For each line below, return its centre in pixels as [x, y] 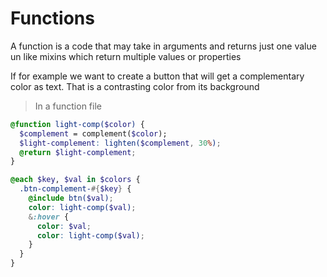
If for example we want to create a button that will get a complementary [157, 76]
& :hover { [49, 217]
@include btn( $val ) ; [71, 198]
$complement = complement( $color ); [93, 133]
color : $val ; [64, 226]
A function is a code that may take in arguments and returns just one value [163, 46]
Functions [52, 18]
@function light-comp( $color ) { [77, 124]
